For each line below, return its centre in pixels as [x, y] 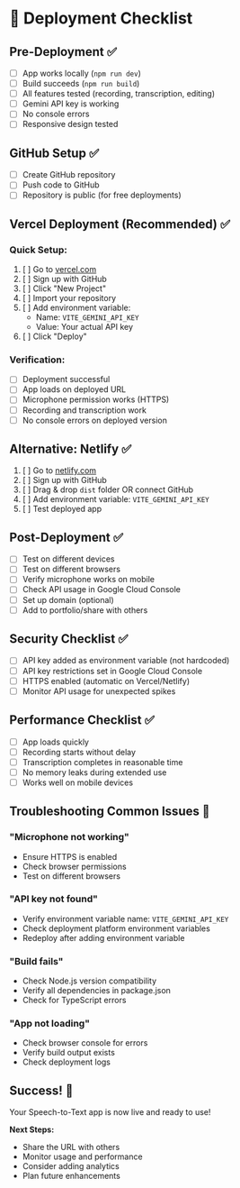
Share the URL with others [71, 1147]
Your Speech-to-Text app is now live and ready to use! [110, 1112]
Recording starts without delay [79, 752]
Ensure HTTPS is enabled [70, 856]
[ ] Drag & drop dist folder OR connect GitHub [108, 489]
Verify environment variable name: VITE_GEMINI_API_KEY [125, 918]
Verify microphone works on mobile [89, 580]
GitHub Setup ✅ [54, 153]
